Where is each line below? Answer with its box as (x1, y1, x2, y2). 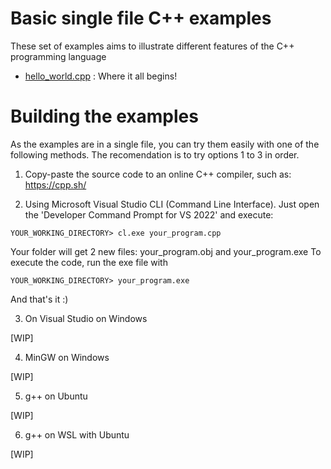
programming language (10, 50, 107, 62)
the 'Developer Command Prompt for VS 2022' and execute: (24, 208, 274, 221)
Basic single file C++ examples (10, 7, 272, 30)
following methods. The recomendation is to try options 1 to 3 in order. (10, 148, 300, 161)
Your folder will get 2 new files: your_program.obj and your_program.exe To (10, 245, 322, 257)
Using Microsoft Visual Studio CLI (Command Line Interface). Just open (24, 198, 320, 210)
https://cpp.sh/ (24, 178, 87, 191)
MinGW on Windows (24, 351, 110, 363)
